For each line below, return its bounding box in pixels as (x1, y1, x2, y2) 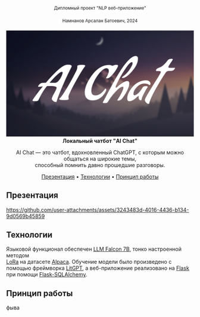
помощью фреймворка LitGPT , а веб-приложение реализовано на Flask (6, 264, 189, 272)
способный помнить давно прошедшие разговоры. (35, 161, 165, 168)
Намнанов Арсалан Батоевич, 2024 (62, 17, 138, 24)
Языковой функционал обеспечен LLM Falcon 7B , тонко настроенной (6, 245, 182, 253)
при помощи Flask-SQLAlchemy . (6, 271, 87, 278)
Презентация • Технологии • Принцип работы (41, 173, 159, 180)
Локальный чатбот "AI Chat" (62, 137, 138, 144)
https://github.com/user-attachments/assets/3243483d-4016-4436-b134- (6, 206, 189, 213)
